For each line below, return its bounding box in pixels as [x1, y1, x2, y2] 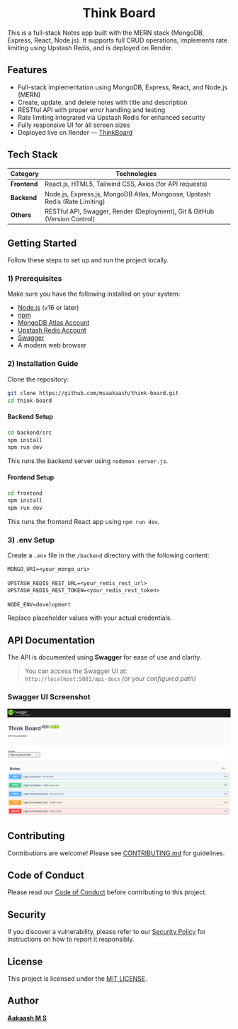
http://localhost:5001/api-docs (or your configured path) [24, 674, 196, 683]
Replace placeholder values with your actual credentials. [7, 613, 172, 622]
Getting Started [7, 237, 77, 249]
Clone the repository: [7, 374, 69, 384]
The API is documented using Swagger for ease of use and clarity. [7, 653, 202, 662]
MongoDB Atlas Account [17, 318, 90, 327]
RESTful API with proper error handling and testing [17, 105, 166, 114]
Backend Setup [7, 413, 53, 421]
